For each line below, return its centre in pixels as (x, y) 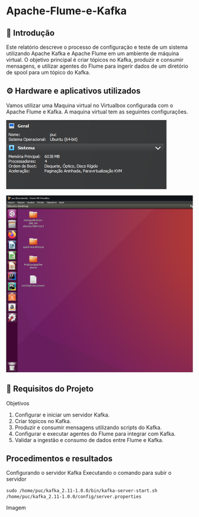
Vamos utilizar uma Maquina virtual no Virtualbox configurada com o (90, 105)
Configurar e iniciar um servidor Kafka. (62, 415)
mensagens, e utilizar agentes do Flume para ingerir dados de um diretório (97, 66)
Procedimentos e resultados (59, 458)
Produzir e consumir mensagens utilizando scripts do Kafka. (88, 427)
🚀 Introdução (31, 33)
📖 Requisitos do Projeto (50, 389)
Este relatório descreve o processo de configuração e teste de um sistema (97, 47)
